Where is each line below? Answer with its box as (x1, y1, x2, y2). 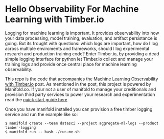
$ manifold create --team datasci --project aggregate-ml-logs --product (5, 121, 159, 126)
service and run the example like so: (5, 111, 78, 117)
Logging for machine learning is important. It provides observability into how (5, 30, 159, 36)
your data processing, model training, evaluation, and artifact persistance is (5, 35, 158, 41)
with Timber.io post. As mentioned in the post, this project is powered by (5, 81, 151, 87)
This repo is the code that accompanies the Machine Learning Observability (5, 76, 158, 82)
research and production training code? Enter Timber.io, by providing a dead (5, 50, 159, 57)
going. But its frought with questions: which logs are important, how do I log (5, 40, 158, 46)
